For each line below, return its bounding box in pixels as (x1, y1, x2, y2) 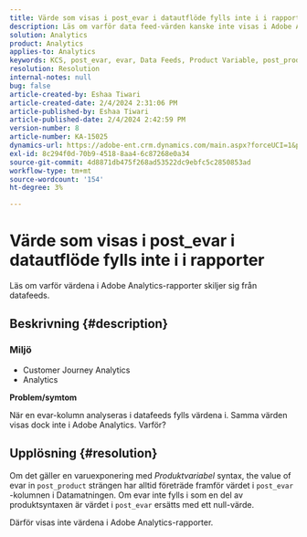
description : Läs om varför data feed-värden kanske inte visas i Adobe (9, 22, 292, 31)
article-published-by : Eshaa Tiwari (9, 107, 149, 116)
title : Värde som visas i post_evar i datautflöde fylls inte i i (9, 13, 268, 23)
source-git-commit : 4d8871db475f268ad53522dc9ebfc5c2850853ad (9, 157, 251, 167)
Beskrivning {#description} (9, 316, 169, 332)
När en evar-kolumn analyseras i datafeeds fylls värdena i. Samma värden (9, 409, 288, 420)
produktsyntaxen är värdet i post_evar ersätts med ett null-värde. (9, 499, 254, 510)
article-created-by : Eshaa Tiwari (9, 89, 142, 99)
